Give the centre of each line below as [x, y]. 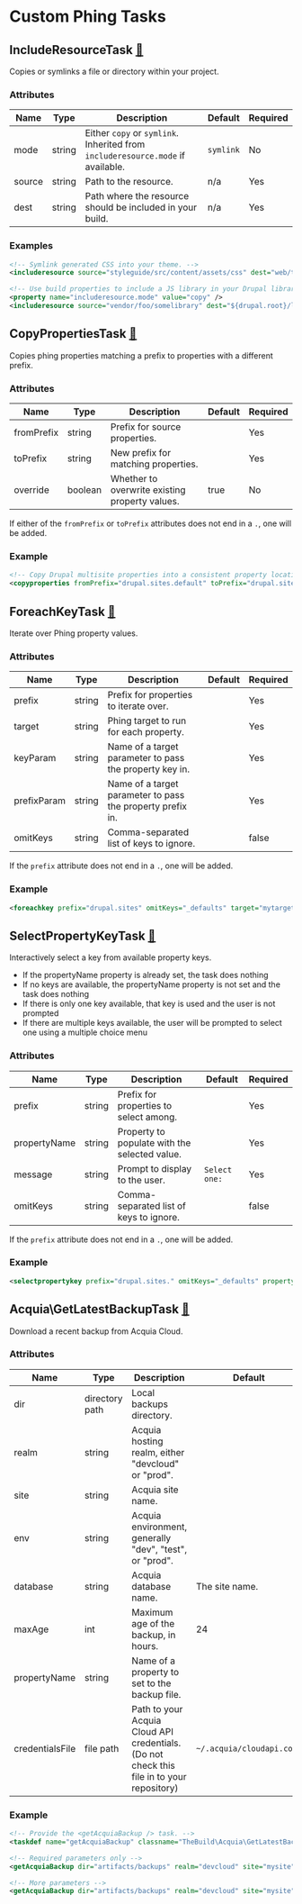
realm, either [158, 1452]
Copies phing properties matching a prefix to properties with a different [142, 355]
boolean [84, 490]
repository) [155, 1788]
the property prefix [147, 806]
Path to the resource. [129, 182]
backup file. [156, 1694]
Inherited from [115, 144]
